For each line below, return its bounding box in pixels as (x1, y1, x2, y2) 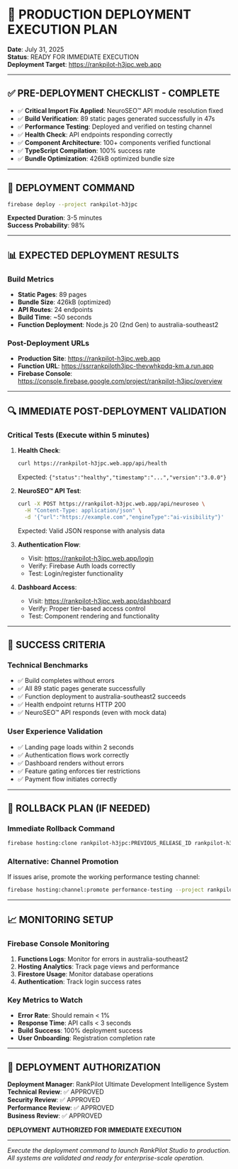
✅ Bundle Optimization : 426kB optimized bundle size (17, 154, 175, 163)
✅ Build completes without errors (17, 677, 115, 685)
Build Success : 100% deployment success (17, 1026, 143, 1035)
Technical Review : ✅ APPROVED (7, 1087, 104, 1097)
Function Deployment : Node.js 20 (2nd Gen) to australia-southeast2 (17, 320, 219, 329)
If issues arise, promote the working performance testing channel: (7, 873, 200, 881)
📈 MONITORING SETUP (7, 913, 114, 926)
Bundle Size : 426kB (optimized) (17, 298, 111, 306)
